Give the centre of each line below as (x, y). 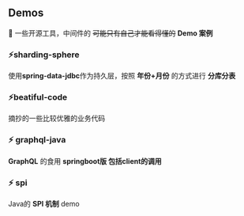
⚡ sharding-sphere (44, 55)
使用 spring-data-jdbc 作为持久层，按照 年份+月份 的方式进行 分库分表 (122, 76)
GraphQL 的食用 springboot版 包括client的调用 (85, 161)
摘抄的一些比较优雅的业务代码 (56, 119)
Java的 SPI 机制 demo (44, 204)
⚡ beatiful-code (38, 97)
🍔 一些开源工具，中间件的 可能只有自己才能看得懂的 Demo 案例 (111, 33)
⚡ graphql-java (37, 140)
